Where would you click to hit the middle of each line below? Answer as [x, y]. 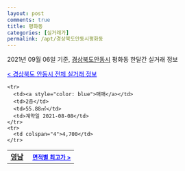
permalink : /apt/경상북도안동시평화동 [55, 39]
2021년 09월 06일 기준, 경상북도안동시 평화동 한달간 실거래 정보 [92, 60]
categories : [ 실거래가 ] [38, 33]
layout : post [26, 13]
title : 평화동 [25, 26]
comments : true [29, 20]
